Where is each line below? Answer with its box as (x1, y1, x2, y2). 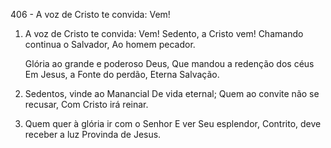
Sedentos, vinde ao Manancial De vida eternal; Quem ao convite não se (24, 88, 320, 99)
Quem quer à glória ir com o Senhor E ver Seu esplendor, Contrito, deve (24, 118, 322, 129)
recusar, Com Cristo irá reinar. (24, 99, 149, 110)
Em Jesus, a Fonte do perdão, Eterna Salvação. (24, 69, 220, 80)
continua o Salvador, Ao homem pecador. (24, 39, 196, 50)
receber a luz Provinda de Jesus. (24, 129, 162, 140)
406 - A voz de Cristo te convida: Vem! (10, 9, 171, 20)
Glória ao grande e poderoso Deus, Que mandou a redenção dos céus (24, 58, 315, 69)
